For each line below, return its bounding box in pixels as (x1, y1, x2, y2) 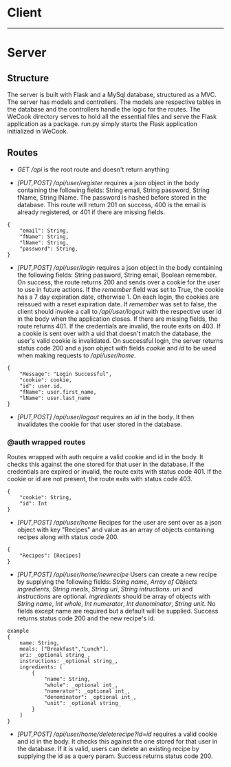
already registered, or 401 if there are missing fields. (16, 208, 166, 216)
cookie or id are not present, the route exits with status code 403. (7, 475, 192, 483)
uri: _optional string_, (19, 652, 91, 659)
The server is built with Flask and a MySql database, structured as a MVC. (7, 90, 217, 98)
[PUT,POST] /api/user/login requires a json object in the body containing (16, 263, 223, 271)
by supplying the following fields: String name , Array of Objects (16, 578, 197, 586)
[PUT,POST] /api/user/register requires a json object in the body (16, 178, 199, 187)
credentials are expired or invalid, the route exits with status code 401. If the (7, 467, 222, 476)
